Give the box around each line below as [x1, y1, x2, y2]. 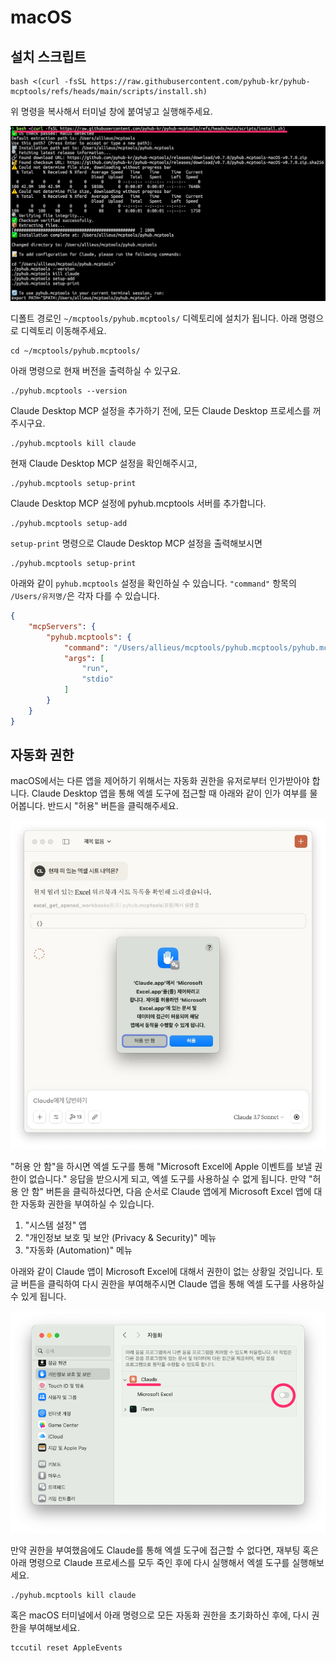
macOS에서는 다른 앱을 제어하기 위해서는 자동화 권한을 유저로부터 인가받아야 [10, 775, 310, 787]
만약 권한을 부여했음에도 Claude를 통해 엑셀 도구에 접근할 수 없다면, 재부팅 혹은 [10, 1544, 320, 1556]
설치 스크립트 [10, 48, 87, 65]
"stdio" [81, 674, 114, 685]
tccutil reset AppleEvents [10, 1642, 123, 1653]
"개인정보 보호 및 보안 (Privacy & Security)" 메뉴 [24, 1232, 217, 1243]
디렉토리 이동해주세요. [20, 325, 107, 337]
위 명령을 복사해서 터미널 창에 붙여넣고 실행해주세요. [10, 106, 213, 117]
